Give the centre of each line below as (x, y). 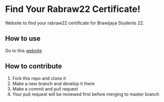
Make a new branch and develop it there (54, 84)
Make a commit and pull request (45, 89)
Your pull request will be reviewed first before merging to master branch (86, 94)
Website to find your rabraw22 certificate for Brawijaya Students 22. (75, 23)
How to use (23, 39)
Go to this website (24, 50)
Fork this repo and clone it (39, 78)
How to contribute (34, 66)
